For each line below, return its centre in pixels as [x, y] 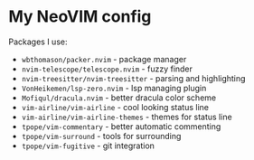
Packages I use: [38, 42]
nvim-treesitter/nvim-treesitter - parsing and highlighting [133, 78]
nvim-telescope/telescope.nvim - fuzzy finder [107, 69]
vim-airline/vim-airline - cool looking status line [115, 107]
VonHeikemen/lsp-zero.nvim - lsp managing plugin [114, 88]
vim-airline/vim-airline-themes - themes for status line [127, 117]
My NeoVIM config [80, 17]
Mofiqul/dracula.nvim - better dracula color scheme [119, 98]
